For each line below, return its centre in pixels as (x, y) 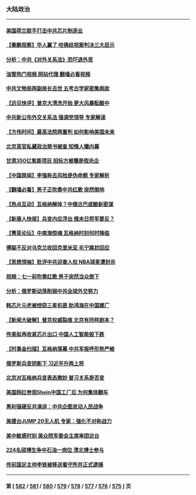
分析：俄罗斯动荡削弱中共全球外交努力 (52, 291)
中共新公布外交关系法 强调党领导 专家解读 (56, 117)
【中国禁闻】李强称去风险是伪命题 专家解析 (58, 175)
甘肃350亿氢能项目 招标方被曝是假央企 (52, 161)
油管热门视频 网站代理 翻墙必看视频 (48, 74)
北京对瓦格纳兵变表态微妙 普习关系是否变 (55, 378)
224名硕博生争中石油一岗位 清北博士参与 (55, 450)
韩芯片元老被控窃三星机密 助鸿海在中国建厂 (58, 306)
